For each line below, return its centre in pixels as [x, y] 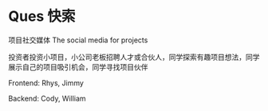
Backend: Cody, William [47, 98]
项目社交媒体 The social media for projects [78, 40]
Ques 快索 [42, 16]
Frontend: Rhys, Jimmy [46, 83]
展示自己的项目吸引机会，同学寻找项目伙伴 [78, 67]
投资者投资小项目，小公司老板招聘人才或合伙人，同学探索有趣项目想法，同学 [134, 57]
